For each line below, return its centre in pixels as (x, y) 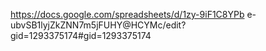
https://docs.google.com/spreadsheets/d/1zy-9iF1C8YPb (127, 14)
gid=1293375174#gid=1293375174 (81, 35)
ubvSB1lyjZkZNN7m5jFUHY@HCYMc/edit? (98, 25)
